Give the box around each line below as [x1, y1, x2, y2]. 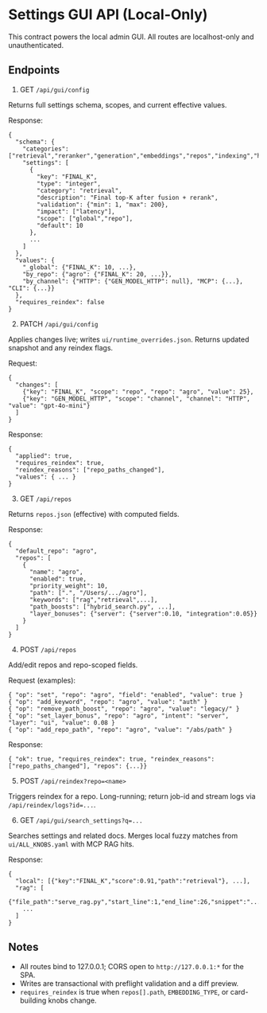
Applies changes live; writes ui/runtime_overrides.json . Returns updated [8, 334, 250, 344]
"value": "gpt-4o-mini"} [8, 401, 91, 409]
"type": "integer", [37, 179, 102, 188]
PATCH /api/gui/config [19, 319, 99, 328]
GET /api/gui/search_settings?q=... [19, 815, 143, 825]
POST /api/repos [19, 644, 77, 654]
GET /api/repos [19, 494, 72, 503]
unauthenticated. [8, 40, 64, 49]
